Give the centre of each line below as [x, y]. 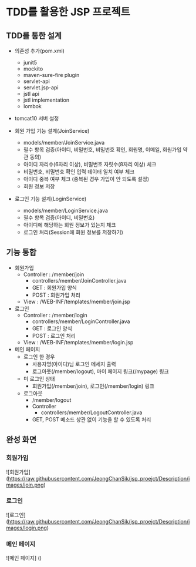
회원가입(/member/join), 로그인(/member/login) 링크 [93, 386]
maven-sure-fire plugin [51, 75]
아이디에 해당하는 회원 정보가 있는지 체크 [70, 225]
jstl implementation [46, 100]
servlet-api [36, 81]
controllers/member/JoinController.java [80, 280]
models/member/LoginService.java [66, 210]
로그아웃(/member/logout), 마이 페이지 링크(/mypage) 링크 [100, 371]
